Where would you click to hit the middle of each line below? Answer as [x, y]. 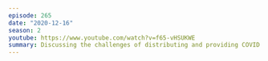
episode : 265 [30, 15]
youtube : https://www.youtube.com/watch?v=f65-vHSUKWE [102, 38]
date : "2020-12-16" [41, 23]
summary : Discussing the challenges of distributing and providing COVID [134, 45]
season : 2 [25, 30]
